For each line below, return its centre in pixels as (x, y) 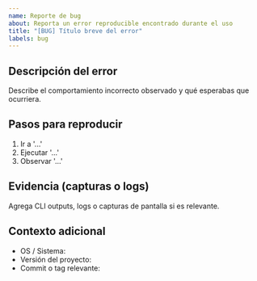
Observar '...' (41, 161)
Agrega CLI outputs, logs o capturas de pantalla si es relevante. (114, 206)
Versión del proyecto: (55, 259)
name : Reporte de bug (45, 16)
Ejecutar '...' (39, 152)
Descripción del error (63, 71)
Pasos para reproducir (65, 125)
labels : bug (28, 38)
